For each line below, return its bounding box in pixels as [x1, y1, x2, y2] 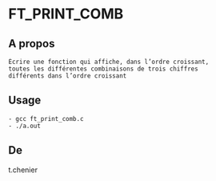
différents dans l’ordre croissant [8, 72, 127, 80]
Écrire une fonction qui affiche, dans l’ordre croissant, [8, 58, 210, 66]
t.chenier [8, 165, 38, 175]
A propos [8, 37, 55, 50]
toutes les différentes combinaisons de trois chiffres [8, 65, 198, 73]
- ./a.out [8, 122, 42, 130]
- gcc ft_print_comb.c [8, 115, 84, 123]
